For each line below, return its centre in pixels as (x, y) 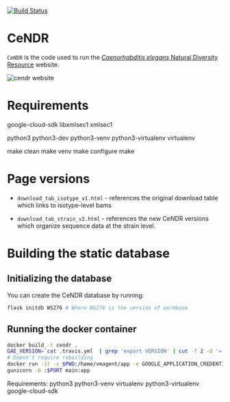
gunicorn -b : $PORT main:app (49, 370)
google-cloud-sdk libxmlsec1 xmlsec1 (60, 124)
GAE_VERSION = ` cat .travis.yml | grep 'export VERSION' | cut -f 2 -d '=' (116, 351)
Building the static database (88, 253)
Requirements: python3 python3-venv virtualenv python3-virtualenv (103, 383)
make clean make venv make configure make (71, 151)
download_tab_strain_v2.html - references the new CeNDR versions (113, 218)
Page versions (49, 179)
